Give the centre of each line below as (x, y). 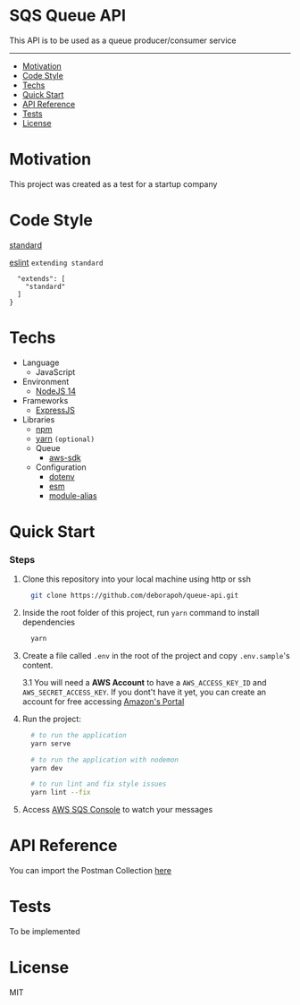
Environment (46, 381)
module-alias (73, 495)
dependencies (49, 622)
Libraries (38, 419)
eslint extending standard (56, 262)
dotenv (62, 476)
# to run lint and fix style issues (99, 784)
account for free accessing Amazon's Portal (103, 701)
